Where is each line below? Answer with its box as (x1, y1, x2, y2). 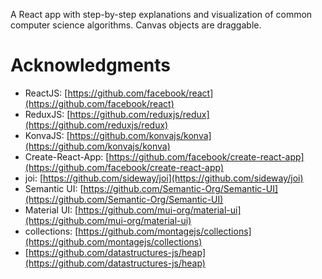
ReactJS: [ (24, 87, 68, 99)
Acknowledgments (10, 54, 172, 77)
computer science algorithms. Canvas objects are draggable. (10, 19, 262, 31)
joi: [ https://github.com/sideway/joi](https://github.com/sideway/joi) (24, 172, 304, 184)
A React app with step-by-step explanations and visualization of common (10, 9, 313, 20)
